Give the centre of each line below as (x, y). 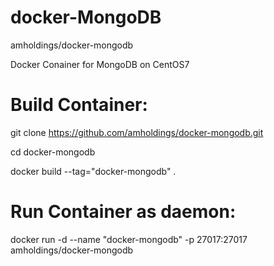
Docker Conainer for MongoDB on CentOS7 (100, 64)
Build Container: (79, 105)
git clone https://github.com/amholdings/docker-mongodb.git (137, 132)
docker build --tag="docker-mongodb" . (93, 171)
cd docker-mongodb (53, 152)
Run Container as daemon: (123, 212)
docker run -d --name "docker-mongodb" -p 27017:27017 (129, 239)
